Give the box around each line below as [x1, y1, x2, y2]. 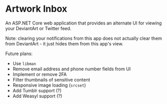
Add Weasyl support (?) [12, 93, 62, 99]
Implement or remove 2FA [12, 71, 67, 77]
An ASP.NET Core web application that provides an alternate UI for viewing [5, 20, 162, 26]
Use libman [12, 60, 37, 66]
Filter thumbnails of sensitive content [12, 76, 90, 83]
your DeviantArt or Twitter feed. [5, 25, 72, 31]
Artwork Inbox [5, 3, 68, 15]
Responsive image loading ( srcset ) [12, 82, 86, 88]
